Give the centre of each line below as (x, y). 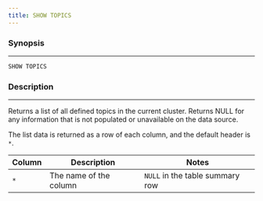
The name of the (80, 176)
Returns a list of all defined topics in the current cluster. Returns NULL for (126, 111)
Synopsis (26, 42)
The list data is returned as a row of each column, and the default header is (129, 135)
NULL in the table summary (192, 176)
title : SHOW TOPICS (40, 15)
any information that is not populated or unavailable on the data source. (123, 119)
